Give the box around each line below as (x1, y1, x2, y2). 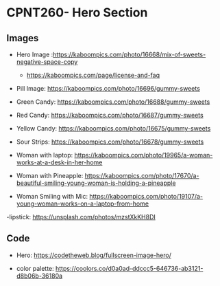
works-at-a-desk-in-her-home (16, 158, 103, 166)
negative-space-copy (16, 58, 78, 66)
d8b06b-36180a (16, 272, 63, 280)
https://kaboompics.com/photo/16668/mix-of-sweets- (53, 50, 206, 58)
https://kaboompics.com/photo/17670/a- (84, 172, 199, 179)
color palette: (16, 264, 54, 272)
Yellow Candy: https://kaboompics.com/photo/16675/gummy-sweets (16, 124, 211, 132)
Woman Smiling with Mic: (16, 192, 88, 200)
